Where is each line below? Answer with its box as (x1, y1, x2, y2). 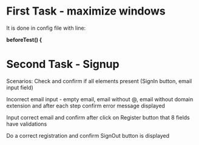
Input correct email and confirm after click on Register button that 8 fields (6, 113, 190, 121)
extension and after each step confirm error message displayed (6, 102, 166, 109)
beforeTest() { (6, 36, 42, 43)
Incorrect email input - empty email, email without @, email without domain (6, 95, 194, 103)
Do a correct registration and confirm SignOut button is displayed (6, 132, 170, 139)
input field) (6, 84, 33, 91)
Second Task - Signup (6, 58, 120, 71)
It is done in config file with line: (6, 24, 86, 32)
